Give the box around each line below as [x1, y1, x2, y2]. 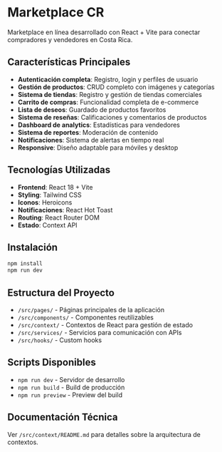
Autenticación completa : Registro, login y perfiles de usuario [17, 75, 199, 83]
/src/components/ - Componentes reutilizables [17, 313, 154, 322]
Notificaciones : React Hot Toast [17, 205, 113, 214]
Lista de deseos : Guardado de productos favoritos [17, 105, 166, 114]
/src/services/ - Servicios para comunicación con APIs [17, 328, 182, 337]
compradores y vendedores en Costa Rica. [7, 35, 133, 43]
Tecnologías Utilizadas [7, 164, 111, 176]
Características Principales [7, 56, 131, 68]
